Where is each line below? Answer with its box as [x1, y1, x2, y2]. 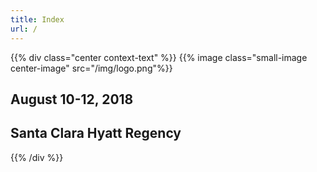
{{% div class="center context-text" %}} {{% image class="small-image [10, 51, 308, 63]
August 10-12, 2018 [10, 91, 134, 108]
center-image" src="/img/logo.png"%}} [10, 62, 173, 74]
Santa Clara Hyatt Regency [10, 125, 182, 142]
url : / [10, 24, 38, 34]
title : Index [10, 14, 65, 25]
